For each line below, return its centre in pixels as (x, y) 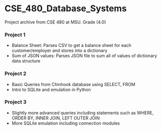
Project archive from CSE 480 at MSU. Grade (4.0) (55, 22)
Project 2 (15, 74)
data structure (26, 61)
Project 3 (16, 102)
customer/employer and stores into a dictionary (59, 51)
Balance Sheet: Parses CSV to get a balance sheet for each (71, 45)
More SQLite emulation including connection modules (66, 123)
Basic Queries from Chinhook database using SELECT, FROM (73, 84)
